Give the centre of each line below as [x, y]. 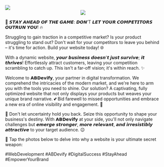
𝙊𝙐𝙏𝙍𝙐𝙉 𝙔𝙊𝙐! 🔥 [24, 27]
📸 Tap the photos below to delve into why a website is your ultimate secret [81, 139]
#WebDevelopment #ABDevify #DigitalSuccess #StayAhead [66, 154]
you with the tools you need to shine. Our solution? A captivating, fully [76, 88]
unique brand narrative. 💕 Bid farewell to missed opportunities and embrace [82, 99]
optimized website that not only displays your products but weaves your [78, 94]
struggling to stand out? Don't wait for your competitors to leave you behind [82, 42]
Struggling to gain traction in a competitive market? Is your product [73, 37]
